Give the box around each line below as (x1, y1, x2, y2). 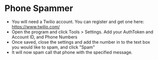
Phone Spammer (4, 3, 73, 14)
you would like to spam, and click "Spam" (11, 44, 95, 50)
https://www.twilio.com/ (11, 24, 60, 29)
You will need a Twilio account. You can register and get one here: (11, 19, 144, 24)
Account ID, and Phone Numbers (11, 34, 78, 40)
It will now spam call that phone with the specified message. (11, 49, 133, 55)
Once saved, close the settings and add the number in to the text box (11, 39, 150, 45)
